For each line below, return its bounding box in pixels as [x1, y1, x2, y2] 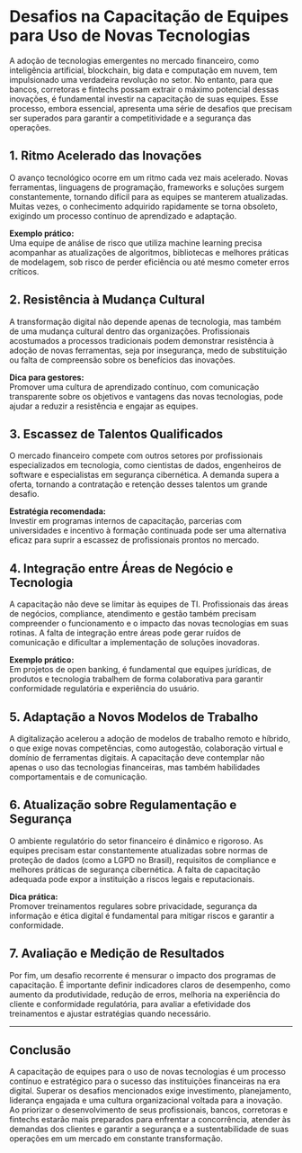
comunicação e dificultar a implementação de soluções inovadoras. [9, 637, 261, 648]
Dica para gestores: [9, 372, 84, 383]
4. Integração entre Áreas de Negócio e [9, 561, 234, 576]
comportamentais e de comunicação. [9, 771, 148, 782]
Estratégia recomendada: [9, 506, 106, 517]
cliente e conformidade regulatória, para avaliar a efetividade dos [9, 998, 252, 1009]
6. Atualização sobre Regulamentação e [9, 797, 237, 813]
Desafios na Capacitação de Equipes [9, 6, 289, 27]
